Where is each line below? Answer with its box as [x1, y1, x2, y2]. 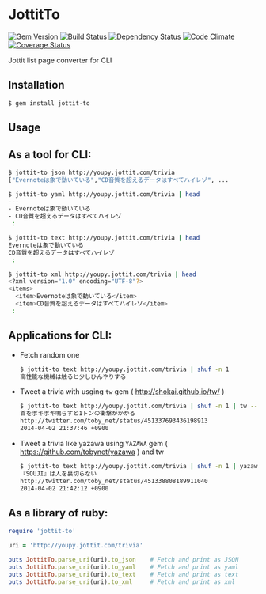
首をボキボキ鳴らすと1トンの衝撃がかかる [19, 410, 136, 418]
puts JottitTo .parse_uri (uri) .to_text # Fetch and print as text [8, 570, 239, 578]
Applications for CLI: [8, 329, 112, 342]
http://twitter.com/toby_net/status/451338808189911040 [19, 477, 208, 485]
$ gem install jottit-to [8, 99, 90, 108]
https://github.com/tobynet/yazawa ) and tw [19, 447, 165, 456]
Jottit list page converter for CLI [8, 55, 112, 65]
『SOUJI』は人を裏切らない [19, 469, 97, 478]
